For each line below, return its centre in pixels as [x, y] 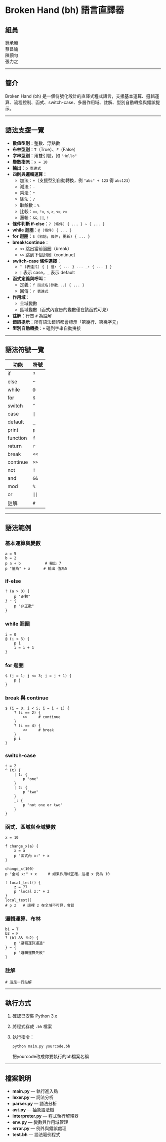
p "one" [31, 779]
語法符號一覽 [25, 350]
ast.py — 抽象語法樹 [33, 1110]
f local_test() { [23, 883]
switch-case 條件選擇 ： [37, 261]
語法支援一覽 [25, 130]
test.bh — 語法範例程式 [36, 1135]
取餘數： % [29, 205]
